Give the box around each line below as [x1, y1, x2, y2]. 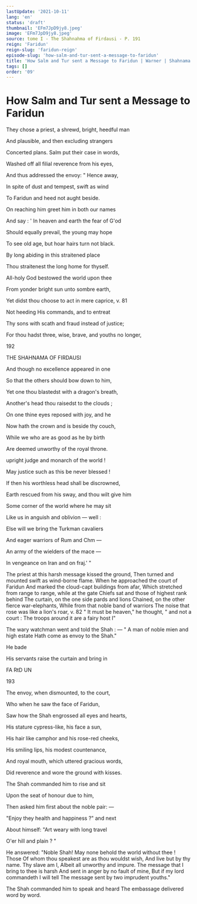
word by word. [6, 892, 41, 899]
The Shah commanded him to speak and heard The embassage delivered [6, 885, 184, 892]
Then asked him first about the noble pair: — [6, 803, 115, 810]
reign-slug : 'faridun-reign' [6, 47, 78, 53]
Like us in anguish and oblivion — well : [6, 514, 102, 521]
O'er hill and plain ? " [6, 837, 57, 845]
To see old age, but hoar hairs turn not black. [6, 240, 115, 247]
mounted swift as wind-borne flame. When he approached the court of [6, 577, 178, 584]
